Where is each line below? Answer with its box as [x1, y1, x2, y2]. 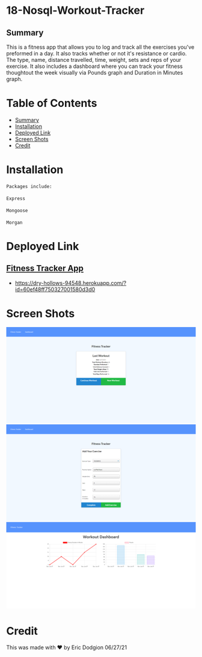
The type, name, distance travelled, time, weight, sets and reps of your [6, 57, 182, 63]
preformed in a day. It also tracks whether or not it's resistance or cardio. [6, 50, 188, 57]
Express [6, 195, 26, 201]
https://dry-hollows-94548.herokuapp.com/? [14, 279, 127, 286]
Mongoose [6, 207, 28, 213]
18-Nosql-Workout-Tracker [6, 4, 145, 17]
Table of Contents [6, 97, 97, 110]
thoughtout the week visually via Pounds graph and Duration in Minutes [6, 69, 183, 76]
